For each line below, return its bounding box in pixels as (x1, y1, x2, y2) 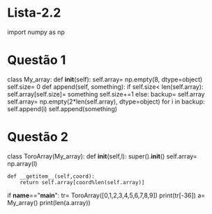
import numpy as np (7, 28, 65, 36)
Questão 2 (7, 129, 68, 145)
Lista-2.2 (7, 5, 61, 21)
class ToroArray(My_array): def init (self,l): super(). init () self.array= (7, 151, 197, 160)
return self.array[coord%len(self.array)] (20, 179, 145, 186)
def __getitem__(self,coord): (7, 172, 96, 180)
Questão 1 (7, 52, 66, 68)
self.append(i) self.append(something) (7, 104, 117, 113)
